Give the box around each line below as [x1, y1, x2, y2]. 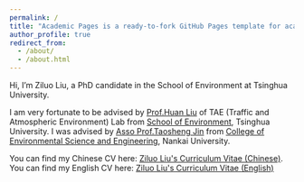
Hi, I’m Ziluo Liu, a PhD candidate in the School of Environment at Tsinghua [9, 80, 288, 90]
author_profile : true [9, 30, 91, 39]
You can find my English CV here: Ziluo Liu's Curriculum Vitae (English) [9, 163, 274, 173]
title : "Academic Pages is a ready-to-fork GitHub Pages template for [9, 22, 281, 31]
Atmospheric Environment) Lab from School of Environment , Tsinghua [9, 116, 271, 127]
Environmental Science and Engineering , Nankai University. [9, 136, 231, 146]
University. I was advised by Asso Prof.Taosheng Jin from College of [9, 126, 265, 136]
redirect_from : [9, 38, 67, 48]
